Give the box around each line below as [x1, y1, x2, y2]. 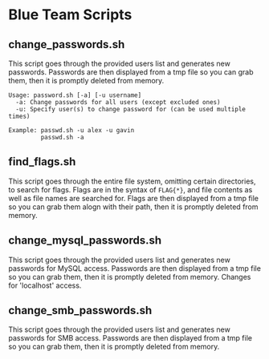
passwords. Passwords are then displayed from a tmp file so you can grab [8, 67, 254, 77]
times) [8, 112, 31, 120]
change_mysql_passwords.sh [8, 234, 162, 248]
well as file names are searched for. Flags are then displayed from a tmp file [8, 193, 259, 203]
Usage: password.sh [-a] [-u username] [8, 91, 142, 99]
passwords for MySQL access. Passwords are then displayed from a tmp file [8, 263, 261, 273]
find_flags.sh [8, 155, 76, 169]
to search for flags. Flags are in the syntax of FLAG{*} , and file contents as [8, 184, 253, 194]
